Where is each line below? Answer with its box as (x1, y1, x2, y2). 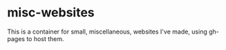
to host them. (26, 34, 64, 42)
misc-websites (7, 5, 95, 21)
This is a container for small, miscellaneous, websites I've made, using (7, 27, 207, 36)
